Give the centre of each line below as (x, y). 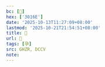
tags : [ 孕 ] (19, 44)
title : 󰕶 (17, 33)
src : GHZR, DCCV (26, 50)
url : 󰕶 (14, 38)
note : (13, 55)
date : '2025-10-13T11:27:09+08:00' (50, 22)
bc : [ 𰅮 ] (16, 11)
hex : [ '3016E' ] (25, 17)
